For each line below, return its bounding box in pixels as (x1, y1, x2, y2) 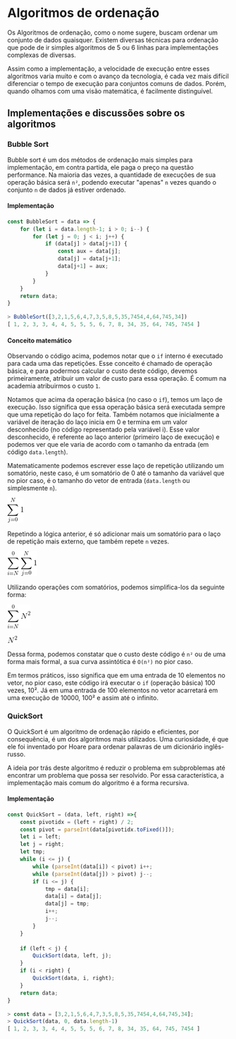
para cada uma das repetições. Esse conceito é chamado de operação (7, 359, 213, 368)
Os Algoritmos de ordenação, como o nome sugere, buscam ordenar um (7, 28, 218, 37)
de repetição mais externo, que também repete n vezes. (7, 537, 170, 546)
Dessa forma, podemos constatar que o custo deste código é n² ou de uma (7, 650, 226, 658)
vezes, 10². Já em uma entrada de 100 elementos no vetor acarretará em (7, 686, 218, 695)
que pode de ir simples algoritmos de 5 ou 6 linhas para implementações (7, 43, 219, 51)
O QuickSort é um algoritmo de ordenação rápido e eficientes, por (7, 727, 199, 736)
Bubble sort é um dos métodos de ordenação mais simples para (7, 155, 193, 164)
